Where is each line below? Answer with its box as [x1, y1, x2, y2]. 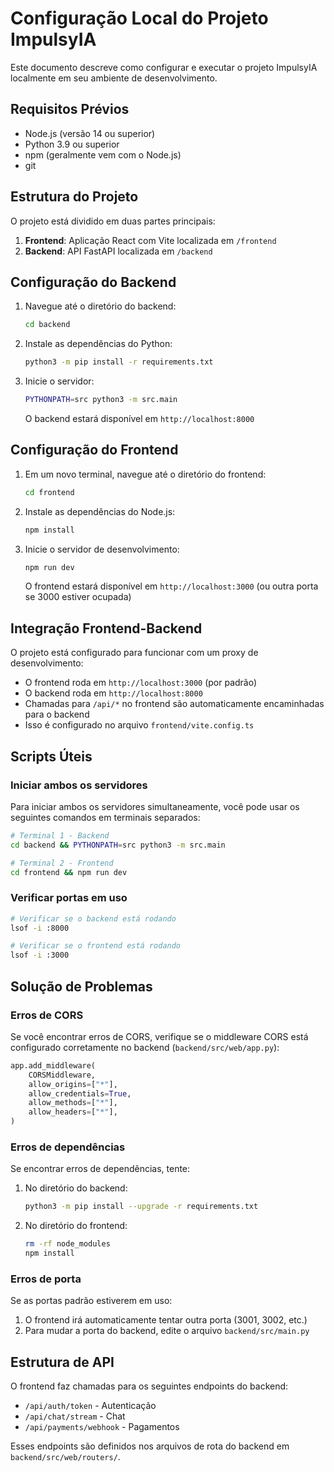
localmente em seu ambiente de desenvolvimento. [10, 72, 218, 84]
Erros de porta [10, 1272, 82, 1286]
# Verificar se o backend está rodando [10, 913, 177, 924]
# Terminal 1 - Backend [10, 830, 110, 841]
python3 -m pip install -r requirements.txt [24, 357, 214, 367]
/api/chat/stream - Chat [24, 1410, 126, 1422]
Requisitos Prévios [10, 101, 130, 118]
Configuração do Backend [10, 273, 177, 291]
